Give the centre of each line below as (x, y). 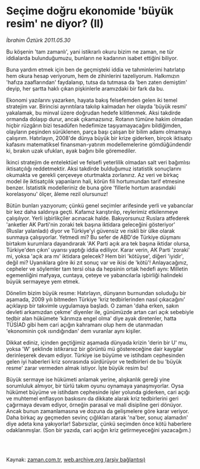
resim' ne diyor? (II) (55, 24)
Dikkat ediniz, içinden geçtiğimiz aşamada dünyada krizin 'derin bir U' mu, (97, 342)
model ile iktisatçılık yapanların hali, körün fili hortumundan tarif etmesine (96, 181)
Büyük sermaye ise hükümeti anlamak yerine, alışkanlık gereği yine (88, 379)
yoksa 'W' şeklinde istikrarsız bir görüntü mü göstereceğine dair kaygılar (95, 349)
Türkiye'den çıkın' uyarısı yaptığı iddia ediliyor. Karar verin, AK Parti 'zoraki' (98, 250)
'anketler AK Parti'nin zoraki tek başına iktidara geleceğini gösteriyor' (91, 224)
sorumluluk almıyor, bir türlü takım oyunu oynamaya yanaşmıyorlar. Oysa (95, 386)
